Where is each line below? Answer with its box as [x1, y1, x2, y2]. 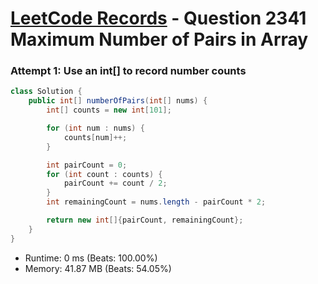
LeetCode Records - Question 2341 [10, 7, 307, 30]
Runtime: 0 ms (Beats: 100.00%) [24, 252, 158, 264]
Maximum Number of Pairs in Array [10, 28, 309, 51]
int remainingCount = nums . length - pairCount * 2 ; [46, 197, 267, 207]
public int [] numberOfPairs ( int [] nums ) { [28, 96, 208, 106]
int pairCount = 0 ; [46, 160, 128, 170]
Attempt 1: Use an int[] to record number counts [10, 64, 247, 78]
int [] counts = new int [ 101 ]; [46, 105, 172, 116]
